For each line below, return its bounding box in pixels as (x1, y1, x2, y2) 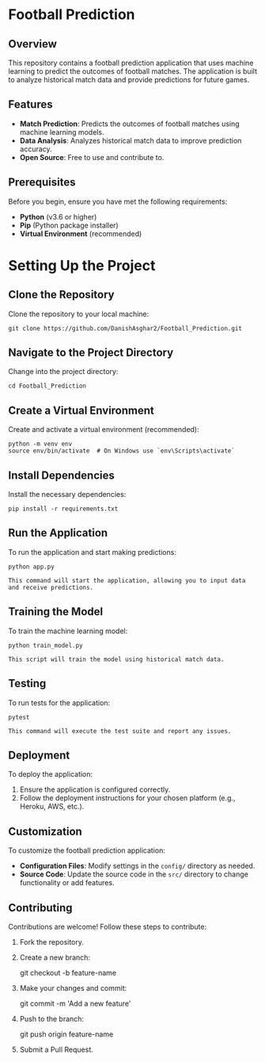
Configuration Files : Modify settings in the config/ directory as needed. (19, 861, 256, 871)
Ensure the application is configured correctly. (19, 785, 171, 794)
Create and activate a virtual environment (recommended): (8, 425, 199, 434)
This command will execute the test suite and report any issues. (8, 727, 232, 735)
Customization (8, 824, 83, 838)
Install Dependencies (8, 468, 115, 482)
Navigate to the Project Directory (8, 346, 174, 360)
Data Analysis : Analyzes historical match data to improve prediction (19, 136, 242, 145)
